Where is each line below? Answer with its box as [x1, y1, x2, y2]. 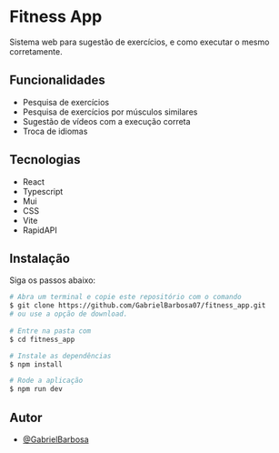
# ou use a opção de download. [9, 309, 128, 319]
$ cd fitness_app [9, 335, 75, 344]
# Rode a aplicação [9, 376, 84, 386]
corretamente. [9, 45, 63, 56]
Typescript [22, 186, 64, 196]
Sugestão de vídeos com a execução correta [22, 116, 191, 126]
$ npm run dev [9, 385, 64, 394]
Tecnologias [9, 152, 81, 167]
